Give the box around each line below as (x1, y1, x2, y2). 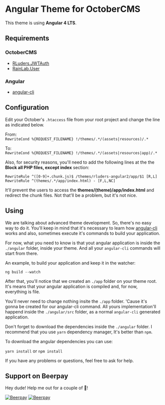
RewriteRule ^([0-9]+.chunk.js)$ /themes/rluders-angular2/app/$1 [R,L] (5, 174, 158, 179)
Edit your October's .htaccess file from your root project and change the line (5, 116, 160, 122)
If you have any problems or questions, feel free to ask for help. (5, 358, 134, 363)
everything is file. (5, 288, 40, 295)
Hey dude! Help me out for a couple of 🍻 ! (5, 385, 89, 391)
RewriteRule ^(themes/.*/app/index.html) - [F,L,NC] (5, 178, 116, 183)
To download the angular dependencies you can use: (5, 338, 113, 344)
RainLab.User (12, 65, 40, 71)
